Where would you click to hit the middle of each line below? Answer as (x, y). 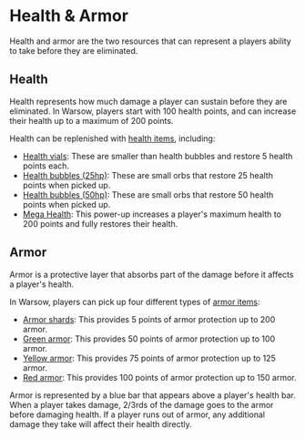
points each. (46, 166)
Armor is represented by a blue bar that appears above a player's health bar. (152, 395)
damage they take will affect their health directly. (101, 424)
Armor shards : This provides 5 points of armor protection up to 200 (149, 319)
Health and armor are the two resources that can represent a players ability (150, 41)
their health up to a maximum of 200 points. (91, 120)
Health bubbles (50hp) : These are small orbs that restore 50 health (148, 194)
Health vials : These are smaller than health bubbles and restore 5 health (158, 156)
